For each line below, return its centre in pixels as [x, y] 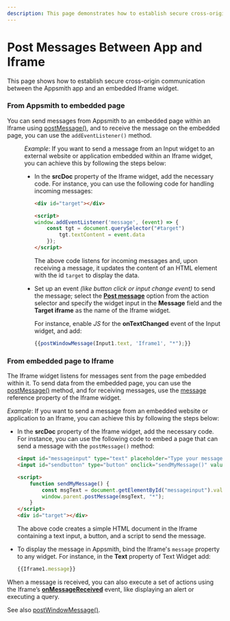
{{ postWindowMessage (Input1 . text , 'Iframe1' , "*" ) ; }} [113, 343]
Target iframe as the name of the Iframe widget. [102, 310]
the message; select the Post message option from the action [121, 296]
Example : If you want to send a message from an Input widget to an [119, 149]
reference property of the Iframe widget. [64, 398]
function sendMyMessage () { [69, 483]
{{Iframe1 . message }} [46, 569]
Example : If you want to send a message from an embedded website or [108, 411]
